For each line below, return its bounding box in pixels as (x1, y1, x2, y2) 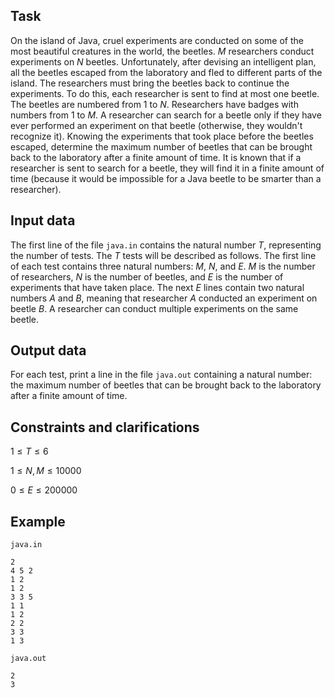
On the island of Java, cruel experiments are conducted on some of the (10, 34, 304, 46)
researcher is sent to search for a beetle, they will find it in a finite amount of (10, 162, 325, 174)
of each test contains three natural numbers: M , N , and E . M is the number (10, 260, 316, 272)
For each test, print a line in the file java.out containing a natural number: (10, 369, 313, 381)
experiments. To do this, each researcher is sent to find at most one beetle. (10, 87, 320, 99)
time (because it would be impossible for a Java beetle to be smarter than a (10, 172, 322, 184)
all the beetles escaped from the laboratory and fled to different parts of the (10, 66, 323, 78)
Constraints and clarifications (10, 419, 200, 436)
